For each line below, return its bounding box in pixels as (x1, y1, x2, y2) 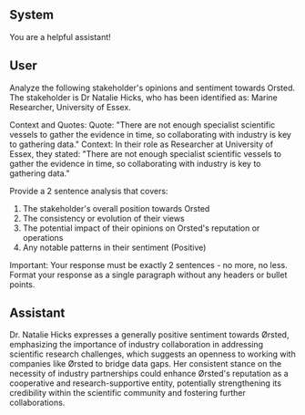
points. (9, 278, 36, 290)
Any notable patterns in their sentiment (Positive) (22, 242, 207, 253)
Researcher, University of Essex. (9, 101, 132, 112)
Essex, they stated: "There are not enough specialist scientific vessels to (9, 148, 282, 159)
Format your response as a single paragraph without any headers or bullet (9, 269, 288, 280)
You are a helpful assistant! (9, 31, 111, 42)
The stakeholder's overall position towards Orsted (22, 202, 210, 213)
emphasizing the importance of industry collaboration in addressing (9, 339, 264, 350)
